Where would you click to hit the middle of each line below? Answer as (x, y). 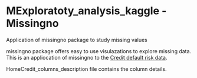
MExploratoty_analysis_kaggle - (86, 11)
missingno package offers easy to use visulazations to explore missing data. (99, 51)
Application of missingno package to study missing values (77, 40)
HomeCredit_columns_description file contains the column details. (86, 69)
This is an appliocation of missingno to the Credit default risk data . (87, 57)
